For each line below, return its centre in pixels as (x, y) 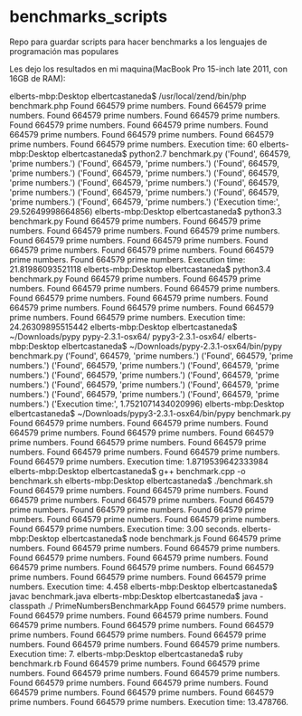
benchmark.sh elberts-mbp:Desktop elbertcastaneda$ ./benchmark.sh (141, 481)
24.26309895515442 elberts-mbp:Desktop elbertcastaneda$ (123, 327)
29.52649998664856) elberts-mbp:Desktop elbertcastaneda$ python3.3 (146, 211)
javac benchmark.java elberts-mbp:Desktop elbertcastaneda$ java (133, 596)
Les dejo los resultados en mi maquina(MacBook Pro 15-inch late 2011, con (148, 69)
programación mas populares (64, 51)
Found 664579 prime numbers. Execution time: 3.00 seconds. (125, 529)
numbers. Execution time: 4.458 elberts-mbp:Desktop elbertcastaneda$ (143, 587)
